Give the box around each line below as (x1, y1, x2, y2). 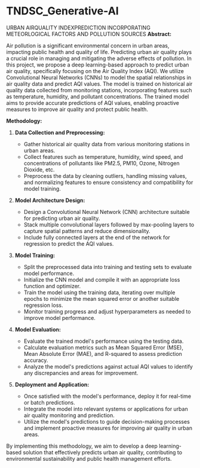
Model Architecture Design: (14, 197, 85, 204)
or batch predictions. (23, 398, 76, 406)
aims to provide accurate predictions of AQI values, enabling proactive (6, 99, 179, 106)
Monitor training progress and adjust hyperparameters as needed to (23, 307, 191, 315)
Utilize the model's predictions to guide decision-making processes (23, 418, 190, 425)
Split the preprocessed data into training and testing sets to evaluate (23, 263, 192, 270)
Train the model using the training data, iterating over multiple (23, 289, 176, 296)
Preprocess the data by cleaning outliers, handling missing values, (23, 172, 187, 179)
